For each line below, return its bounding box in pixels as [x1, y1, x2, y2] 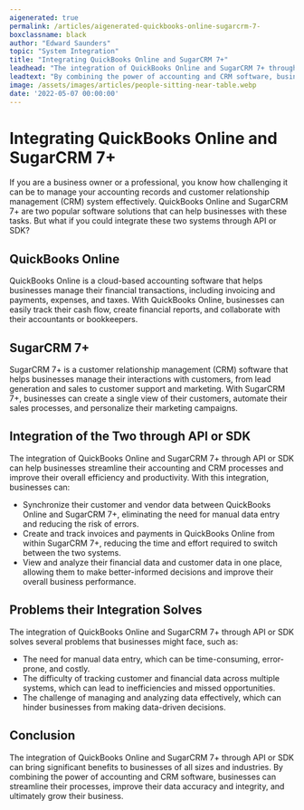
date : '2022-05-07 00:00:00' [9, 89, 119, 98]
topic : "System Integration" [9, 47, 119, 56]
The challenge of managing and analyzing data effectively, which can [22, 691, 282, 702]
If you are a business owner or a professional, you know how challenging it [9, 177, 288, 188]
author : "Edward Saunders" [9, 38, 111, 48]
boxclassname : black [9, 30, 88, 39]
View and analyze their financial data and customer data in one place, [22, 557, 282, 567]
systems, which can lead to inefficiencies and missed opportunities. [22, 682, 276, 693]
